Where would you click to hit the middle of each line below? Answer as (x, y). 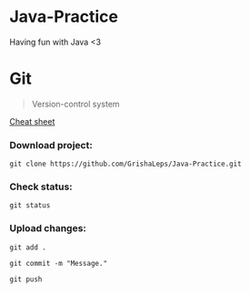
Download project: (51, 145)
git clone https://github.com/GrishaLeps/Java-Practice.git (126, 164)
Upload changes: (48, 228)
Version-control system (75, 104)
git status (30, 206)
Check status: (41, 187)
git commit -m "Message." (58, 263)
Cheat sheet (32, 121)
